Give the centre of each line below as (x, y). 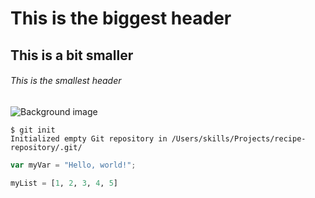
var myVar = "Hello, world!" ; (73, 165)
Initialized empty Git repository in (89, 138)
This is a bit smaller (72, 55)
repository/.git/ (46, 147)
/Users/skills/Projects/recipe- (239, 138)
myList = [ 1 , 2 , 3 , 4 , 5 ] (64, 183)
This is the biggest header (121, 18)
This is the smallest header (66, 81)
